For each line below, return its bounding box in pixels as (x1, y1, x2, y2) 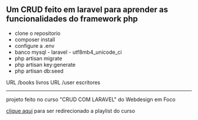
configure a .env (14, 42, 55, 49)
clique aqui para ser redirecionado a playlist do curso (6, 107, 136, 114)
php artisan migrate (14, 54, 62, 61)
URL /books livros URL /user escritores (6, 79, 101, 86)
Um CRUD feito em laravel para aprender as (6, 5, 169, 15)
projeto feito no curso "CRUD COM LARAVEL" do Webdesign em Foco (6, 96, 176, 103)
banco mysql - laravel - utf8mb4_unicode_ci (14, 48, 122, 56)
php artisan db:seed (14, 67, 64, 74)
